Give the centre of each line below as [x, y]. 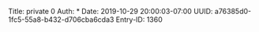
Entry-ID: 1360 [139, 20]
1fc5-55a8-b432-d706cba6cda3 [61, 20]
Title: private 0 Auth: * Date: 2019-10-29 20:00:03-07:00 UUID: [111, 11]
